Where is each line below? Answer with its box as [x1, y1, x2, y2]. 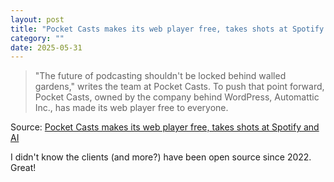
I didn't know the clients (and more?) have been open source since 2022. [10, 151, 312, 163]
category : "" [10, 33, 65, 43]
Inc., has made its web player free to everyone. [34, 102, 229, 114]
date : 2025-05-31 [10, 42, 83, 53]
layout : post [10, 14, 65, 25]
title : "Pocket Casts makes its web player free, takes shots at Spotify [10, 24, 325, 34]
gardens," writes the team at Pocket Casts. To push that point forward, [34, 81, 325, 93]
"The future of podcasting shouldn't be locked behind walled [34, 70, 287, 82]
